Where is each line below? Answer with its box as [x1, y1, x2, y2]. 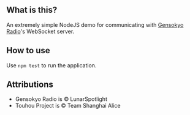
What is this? [6, 5, 58, 15]
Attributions [6, 80, 54, 90]
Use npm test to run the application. [6, 61, 97, 69]
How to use [6, 45, 50, 56]
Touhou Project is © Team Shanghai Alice [15, 102, 121, 109]
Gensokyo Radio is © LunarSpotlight [15, 95, 107, 103]
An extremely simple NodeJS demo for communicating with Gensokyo [6, 21, 184, 28]
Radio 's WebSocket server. [6, 28, 75, 35]
